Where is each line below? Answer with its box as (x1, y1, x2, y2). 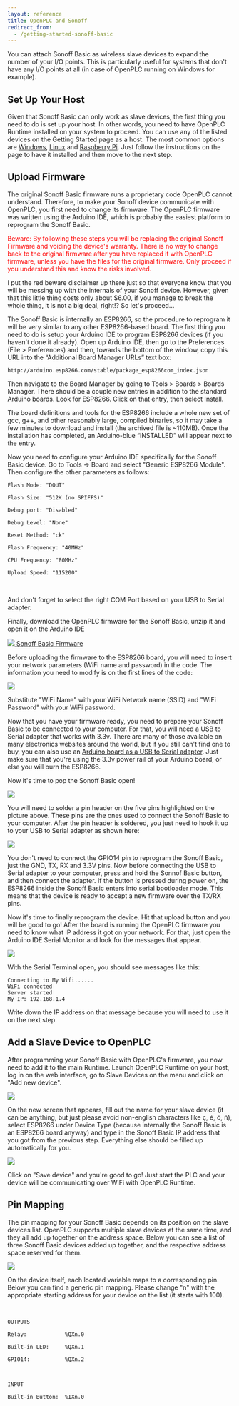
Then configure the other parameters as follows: (7, 467, 150, 476)
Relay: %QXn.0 (7, 1330, 84, 1338)
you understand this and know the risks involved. (7, 264, 152, 273)
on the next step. (7, 1015, 57, 1024)
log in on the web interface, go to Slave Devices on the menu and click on (7, 1070, 224, 1079)
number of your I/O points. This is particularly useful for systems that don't (7, 58, 227, 66)
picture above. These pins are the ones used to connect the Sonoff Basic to (7, 811, 230, 819)
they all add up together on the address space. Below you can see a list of (7, 1233, 225, 1242)
